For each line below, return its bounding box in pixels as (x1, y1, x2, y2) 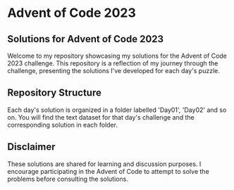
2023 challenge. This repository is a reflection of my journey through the (7, 59, 218, 68)
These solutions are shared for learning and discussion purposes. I (7, 160, 202, 168)
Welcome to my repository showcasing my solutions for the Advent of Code (7, 51, 228, 60)
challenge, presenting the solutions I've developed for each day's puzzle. (7, 67, 220, 75)
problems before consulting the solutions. (7, 175, 128, 183)
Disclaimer (7, 141, 56, 153)
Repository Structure (7, 87, 102, 99)
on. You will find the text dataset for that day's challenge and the (7, 113, 195, 121)
